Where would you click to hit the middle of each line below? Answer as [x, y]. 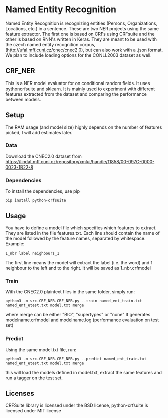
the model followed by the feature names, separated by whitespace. [75, 238]
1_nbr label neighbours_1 [32, 253]
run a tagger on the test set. [34, 378]
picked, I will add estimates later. [39, 132]
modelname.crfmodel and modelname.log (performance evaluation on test [82, 320]
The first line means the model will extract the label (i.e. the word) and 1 [79, 262]
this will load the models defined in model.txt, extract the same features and [83, 372]
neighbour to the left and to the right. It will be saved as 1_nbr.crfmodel [78, 268]
